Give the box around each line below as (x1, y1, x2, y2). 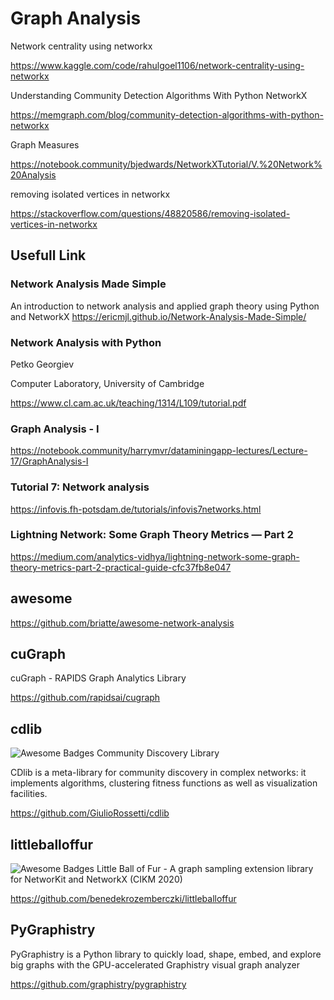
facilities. (10, 788, 48, 800)
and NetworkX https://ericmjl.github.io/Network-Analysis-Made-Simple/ (10, 310, 307, 322)
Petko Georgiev (10, 358, 75, 370)
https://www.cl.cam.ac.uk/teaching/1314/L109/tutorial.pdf (10, 397, 247, 409)
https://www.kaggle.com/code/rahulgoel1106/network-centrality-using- (10, 59, 305, 71)
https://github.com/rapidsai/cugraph (10, 692, 161, 704)
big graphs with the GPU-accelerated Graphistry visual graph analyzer (10, 958, 301, 971)
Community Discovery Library (96, 747, 220, 759)
